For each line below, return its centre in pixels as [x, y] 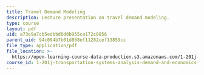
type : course [23, 23]
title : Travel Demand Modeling [46, 12]
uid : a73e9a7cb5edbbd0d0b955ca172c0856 [57, 34]
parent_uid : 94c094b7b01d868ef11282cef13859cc [66, 40]
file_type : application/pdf [42, 46]
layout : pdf [21, 29]
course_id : [20, 62]
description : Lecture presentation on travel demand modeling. [88, 18]
